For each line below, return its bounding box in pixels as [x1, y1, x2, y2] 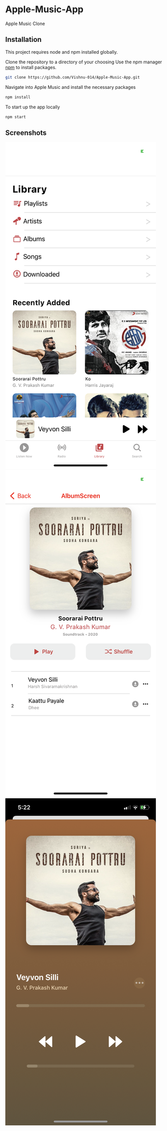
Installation [5, 35, 42, 44]
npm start [5, 114, 26, 120]
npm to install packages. [5, 64, 57, 70]
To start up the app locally [5, 104, 60, 110]
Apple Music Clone [5, 20, 45, 27]
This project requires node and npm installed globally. [5, 49, 118, 55]
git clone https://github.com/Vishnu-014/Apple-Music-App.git [5, 75, 140, 80]
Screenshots [5, 128, 47, 137]
